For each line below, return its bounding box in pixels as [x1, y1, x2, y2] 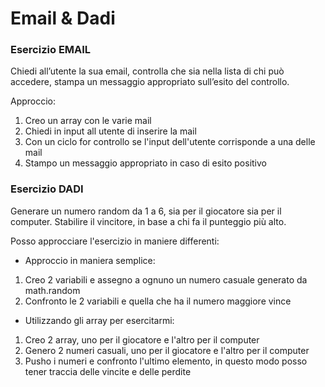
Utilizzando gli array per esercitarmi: [24, 314, 175, 326]
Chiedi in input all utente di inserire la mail [24, 125, 197, 137]
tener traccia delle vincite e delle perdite [24, 365, 192, 377]
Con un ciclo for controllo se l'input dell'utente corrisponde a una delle [24, 136, 316, 148]
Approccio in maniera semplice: [24, 254, 156, 266]
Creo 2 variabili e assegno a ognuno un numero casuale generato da [24, 273, 308, 286]
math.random [24, 284, 81, 296]
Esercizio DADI [10, 182, 84, 196]
